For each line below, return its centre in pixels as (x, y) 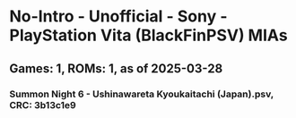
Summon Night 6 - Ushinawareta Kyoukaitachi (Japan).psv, (142, 94)
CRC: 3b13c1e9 (43, 105)
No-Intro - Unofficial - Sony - (118, 17)
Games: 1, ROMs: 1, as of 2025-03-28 (116, 68)
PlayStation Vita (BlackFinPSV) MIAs (149, 35)
